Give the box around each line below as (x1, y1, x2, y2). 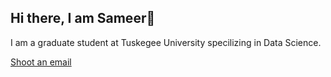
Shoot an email (10, 56, 72, 68)
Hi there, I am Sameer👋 (10, 10, 156, 27)
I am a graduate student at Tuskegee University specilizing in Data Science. (10, 36, 322, 48)
